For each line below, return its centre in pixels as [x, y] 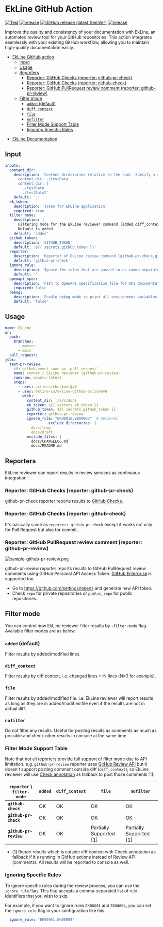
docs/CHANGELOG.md [49, 441]
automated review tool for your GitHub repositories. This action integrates [79, 37]
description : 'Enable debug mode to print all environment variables [86, 297]
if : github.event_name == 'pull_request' [56, 369]
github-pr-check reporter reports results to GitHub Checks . [64, 501]
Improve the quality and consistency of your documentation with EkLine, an [81, 32]
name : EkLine [18, 328]
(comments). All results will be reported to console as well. [71, 862]
